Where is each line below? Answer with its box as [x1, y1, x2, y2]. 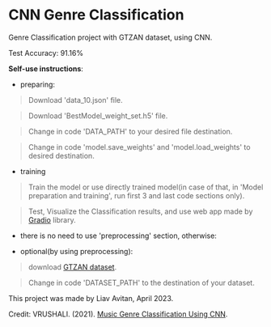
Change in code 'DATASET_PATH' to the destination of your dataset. [28, 278, 255, 287]
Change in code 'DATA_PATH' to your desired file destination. [28, 126, 233, 136]
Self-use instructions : [8, 63, 83, 74]
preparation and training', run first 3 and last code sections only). [28, 190, 245, 200]
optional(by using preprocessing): [19, 246, 133, 256]
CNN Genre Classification [8, 6, 184, 24]
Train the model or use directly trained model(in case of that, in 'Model [28, 182, 264, 192]
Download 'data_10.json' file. [28, 95, 123, 104]
